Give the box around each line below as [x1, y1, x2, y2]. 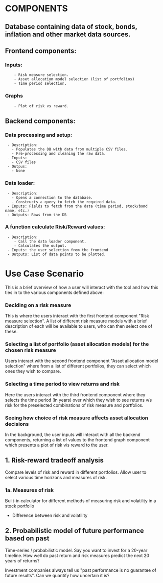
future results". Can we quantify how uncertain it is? [5, 572, 110, 578]
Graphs [5, 93, 23, 99]
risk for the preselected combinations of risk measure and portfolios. [5, 402, 143, 408]
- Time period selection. [14, 81, 67, 86]
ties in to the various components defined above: [5, 290, 104, 295]
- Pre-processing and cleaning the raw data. [11, 151, 106, 156]
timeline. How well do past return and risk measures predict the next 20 [5, 552, 149, 559]
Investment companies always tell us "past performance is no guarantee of [5, 567, 157, 573]
